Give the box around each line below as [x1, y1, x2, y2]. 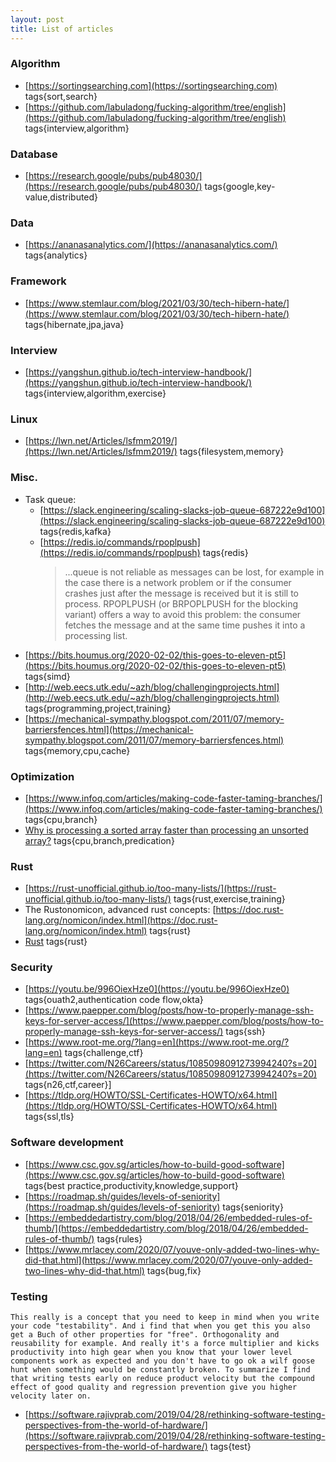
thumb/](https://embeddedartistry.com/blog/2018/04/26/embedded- [24, 1222, 309, 1234]
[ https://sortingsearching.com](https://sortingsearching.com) [24, 79, 278, 91]
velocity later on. [10, 1391, 92, 1401]
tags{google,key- [204, 181, 276, 193]
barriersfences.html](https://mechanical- [24, 723, 194, 735]
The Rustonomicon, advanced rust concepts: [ [24, 904, 217, 916]
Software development [10, 1136, 124, 1150]
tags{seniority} [222, 1201, 284, 1213]
